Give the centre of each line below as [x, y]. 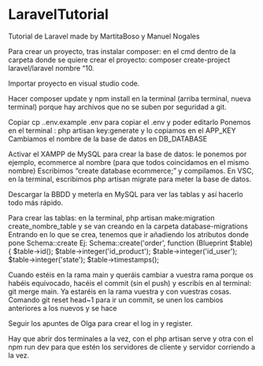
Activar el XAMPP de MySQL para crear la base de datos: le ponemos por [128, 154]
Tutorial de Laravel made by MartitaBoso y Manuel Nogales [104, 36]
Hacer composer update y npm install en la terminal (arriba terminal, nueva [130, 98]
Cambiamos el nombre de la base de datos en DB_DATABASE [107, 138]
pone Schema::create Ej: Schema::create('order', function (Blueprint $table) [131, 243]
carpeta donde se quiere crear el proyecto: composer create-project [119, 60]
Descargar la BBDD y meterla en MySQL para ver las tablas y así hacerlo [126, 194]
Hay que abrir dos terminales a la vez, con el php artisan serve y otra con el [131, 339]
